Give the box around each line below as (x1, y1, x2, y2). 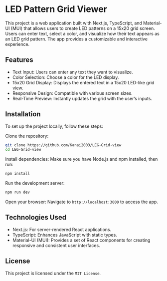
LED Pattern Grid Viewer (5, 3, 107, 15)
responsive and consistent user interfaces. (12, 242, 101, 248)
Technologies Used (5, 213, 66, 222)
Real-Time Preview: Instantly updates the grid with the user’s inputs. (12, 95, 153, 101)
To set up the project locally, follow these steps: (5, 123, 104, 129)
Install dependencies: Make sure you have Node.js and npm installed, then (5, 156, 158, 162)
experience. (5, 41, 30, 47)
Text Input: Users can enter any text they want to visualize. (12, 69, 133, 75)
